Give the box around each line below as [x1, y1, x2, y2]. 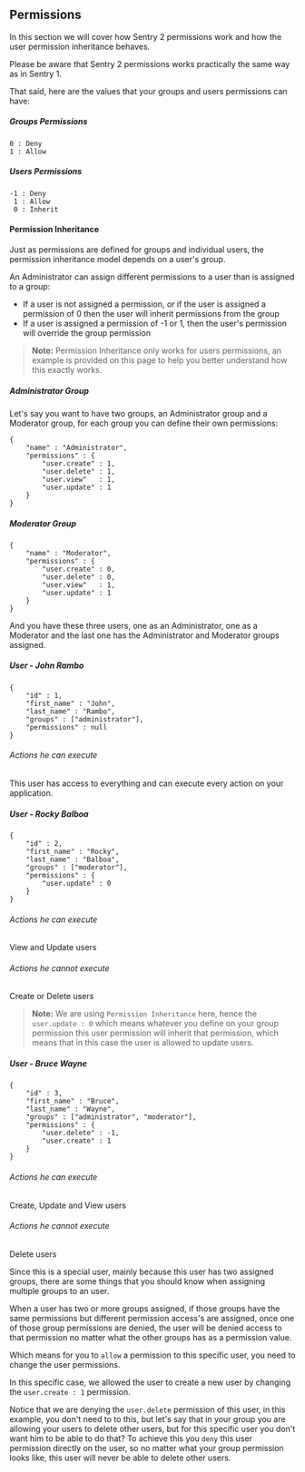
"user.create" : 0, [42, 564, 116, 574]
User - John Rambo [9, 660, 84, 671]
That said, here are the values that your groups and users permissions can [9, 85, 288, 96]
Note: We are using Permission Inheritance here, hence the [31, 1008, 257, 1019]
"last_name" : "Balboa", [25, 855, 120, 865]
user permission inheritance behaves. [9, 41, 151, 52]
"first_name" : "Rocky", [25, 848, 120, 857]
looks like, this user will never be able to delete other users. [9, 1452, 231, 1463]
